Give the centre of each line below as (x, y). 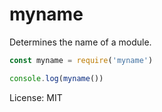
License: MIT (36, 97)
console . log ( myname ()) (56, 78)
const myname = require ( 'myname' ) (81, 60)
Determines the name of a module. (80, 42)
